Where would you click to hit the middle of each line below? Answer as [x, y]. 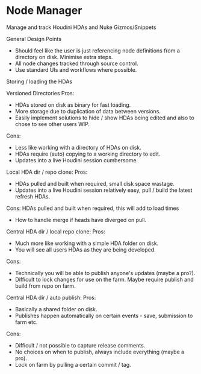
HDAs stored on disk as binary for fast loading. [73, 105]
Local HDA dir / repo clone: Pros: [47, 172]
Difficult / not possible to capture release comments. [80, 345]
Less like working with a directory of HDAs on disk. [78, 147]
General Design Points [34, 39]
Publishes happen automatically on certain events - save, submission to [104, 315]
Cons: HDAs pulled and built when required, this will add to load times [93, 208]
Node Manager [44, 11]
